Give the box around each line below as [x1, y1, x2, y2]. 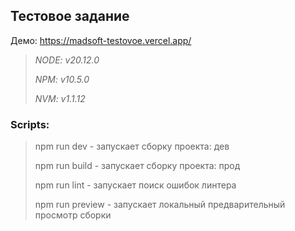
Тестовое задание [10, 8, 130, 25]
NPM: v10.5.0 [34, 73, 90, 85]
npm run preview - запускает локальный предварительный [34, 199, 286, 211]
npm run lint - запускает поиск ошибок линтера [34, 179, 237, 191]
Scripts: [10, 117, 50, 131]
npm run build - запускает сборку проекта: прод [34, 160, 241, 172]
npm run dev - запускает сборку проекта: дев [34, 140, 230, 153]
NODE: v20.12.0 [34, 54, 100, 66]
